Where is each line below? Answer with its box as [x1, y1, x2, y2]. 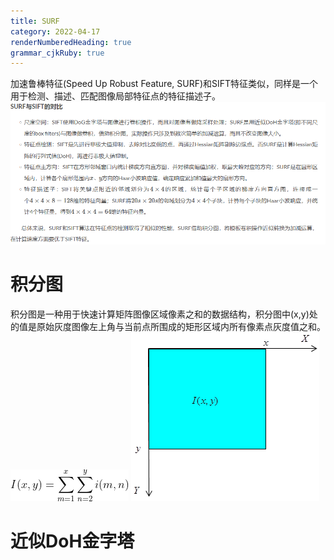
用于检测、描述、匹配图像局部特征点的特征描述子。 [10, 90, 221, 102]
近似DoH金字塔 [10, 530, 135, 553]
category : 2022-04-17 [10, 26, 101, 37]
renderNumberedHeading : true [10, 37, 132, 47]
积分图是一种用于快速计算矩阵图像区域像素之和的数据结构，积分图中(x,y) [10, 308, 310, 320]
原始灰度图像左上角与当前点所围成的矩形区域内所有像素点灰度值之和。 [36, 320, 326, 332]
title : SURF [10, 16, 60, 26]
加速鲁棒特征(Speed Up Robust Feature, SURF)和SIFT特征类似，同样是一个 [10, 78, 319, 90]
